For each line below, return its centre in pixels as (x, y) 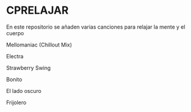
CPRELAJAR (37, 10)
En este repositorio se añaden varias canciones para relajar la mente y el (96, 27)
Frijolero (16, 102)
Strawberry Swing (28, 68)
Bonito (14, 79)
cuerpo (15, 33)
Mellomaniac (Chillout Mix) (39, 45)
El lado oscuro (24, 91)
